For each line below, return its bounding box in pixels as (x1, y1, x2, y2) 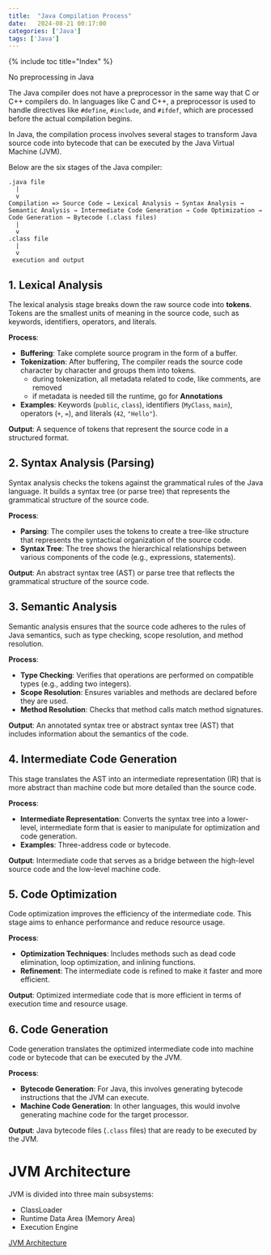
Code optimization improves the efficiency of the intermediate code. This (8, 909, 252, 919)
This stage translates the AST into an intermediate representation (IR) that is (8, 774, 261, 783)
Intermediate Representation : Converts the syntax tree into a (19, 813, 226, 823)
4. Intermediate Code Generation (8, 753, 178, 766)
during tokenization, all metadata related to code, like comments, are (32, 374, 261, 384)
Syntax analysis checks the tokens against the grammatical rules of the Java (8, 477, 264, 487)
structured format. (8, 433, 70, 442)
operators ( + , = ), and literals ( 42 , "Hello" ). (19, 408, 158, 418)
